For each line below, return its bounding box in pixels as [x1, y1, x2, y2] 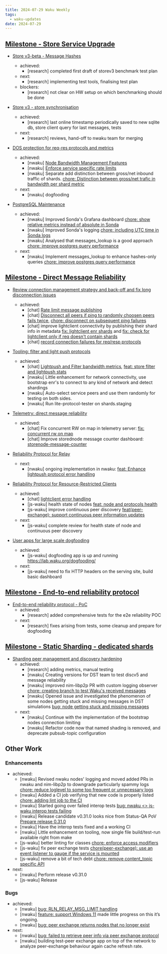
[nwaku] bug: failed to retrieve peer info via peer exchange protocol [19, 933, 159, 939]
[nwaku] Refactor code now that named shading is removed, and [27, 725, 161, 731]
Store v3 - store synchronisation [12, 104, 79, 110]
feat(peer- [122, 506, 144, 512]
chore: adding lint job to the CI [19, 798, 82, 804]
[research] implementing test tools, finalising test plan [27, 78, 138, 85]
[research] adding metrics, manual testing [27, 666, 114, 672]
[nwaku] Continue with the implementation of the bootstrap [27, 714, 149, 720]
